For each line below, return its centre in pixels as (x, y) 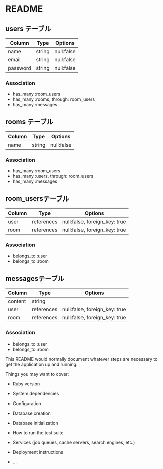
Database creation (32, 413)
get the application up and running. (42, 364)
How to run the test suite (38, 432)
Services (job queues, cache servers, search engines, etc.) (74, 442)
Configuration (27, 403)
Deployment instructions (38, 452)
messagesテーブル (35, 278)
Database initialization (35, 423)
